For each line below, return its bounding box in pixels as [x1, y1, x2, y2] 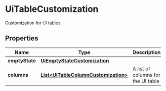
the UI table [132, 78, 160, 85]
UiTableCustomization [5, 3, 99, 15]
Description [132, 48, 161, 55]
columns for [132, 71, 161, 78]
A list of [132, 65, 151, 72]
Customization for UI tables [5, 20, 61, 26]
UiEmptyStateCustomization [41, 57, 109, 64]
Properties [5, 34, 39, 43]
